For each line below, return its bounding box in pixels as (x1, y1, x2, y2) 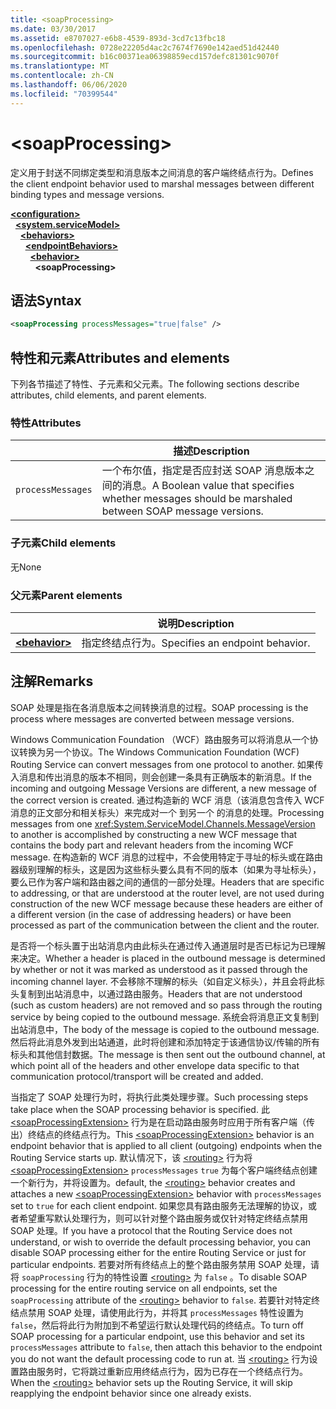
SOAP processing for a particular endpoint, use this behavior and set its (10, 1330, 305, 1342)
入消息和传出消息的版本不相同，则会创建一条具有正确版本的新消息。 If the (10, 771, 312, 783)
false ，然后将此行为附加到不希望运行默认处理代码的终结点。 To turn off (10, 1319, 304, 1331)
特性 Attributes (10, 416, 82, 430)
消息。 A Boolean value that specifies (121, 479, 295, 493)
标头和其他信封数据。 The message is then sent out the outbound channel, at (10, 1048, 326, 1060)
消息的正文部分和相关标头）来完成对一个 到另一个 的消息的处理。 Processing (10, 806, 325, 818)
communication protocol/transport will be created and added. (10, 1070, 264, 1082)
